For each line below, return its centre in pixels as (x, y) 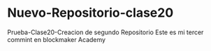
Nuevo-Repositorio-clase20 (90, 13)
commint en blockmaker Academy (57, 39)
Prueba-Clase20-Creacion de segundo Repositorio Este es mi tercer (105, 32)
